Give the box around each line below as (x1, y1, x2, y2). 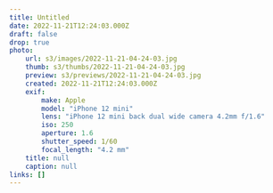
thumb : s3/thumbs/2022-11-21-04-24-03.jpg (25, 63, 186, 72)
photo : (9, 46, 34, 55)
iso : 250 (41, 121, 74, 130)
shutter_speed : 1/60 (41, 137, 118, 146)
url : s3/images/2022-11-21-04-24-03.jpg (25, 54, 178, 63)
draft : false (9, 29, 58, 38)
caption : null (25, 162, 78, 171)
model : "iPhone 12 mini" (41, 104, 134, 113)
